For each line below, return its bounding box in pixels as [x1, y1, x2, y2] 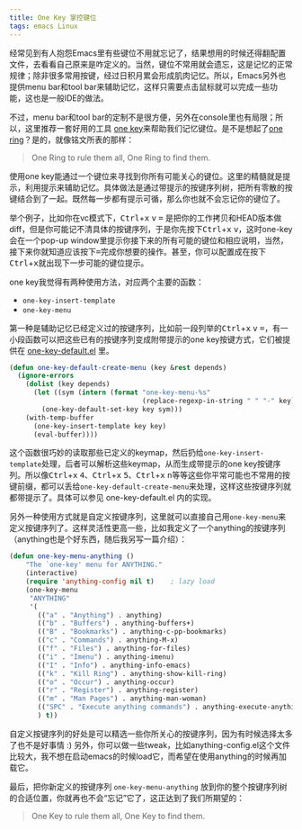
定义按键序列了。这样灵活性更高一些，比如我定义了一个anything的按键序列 [9, 523, 286, 534]
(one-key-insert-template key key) [32, 421, 167, 430]
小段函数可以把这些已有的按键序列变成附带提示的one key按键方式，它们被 [9, 334, 283, 345]
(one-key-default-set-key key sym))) [41, 404, 182, 414]
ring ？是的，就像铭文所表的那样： [9, 134, 135, 145]
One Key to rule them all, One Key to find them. [31, 810, 206, 821]
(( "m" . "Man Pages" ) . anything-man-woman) [37, 694, 207, 703]
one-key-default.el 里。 [26, 345, 114, 356]
